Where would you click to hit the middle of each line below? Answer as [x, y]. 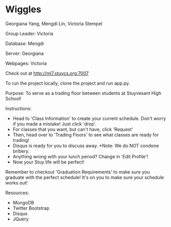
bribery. [21, 151]
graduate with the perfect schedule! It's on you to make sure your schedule [85, 177]
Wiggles [23, 9]
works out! [17, 182]
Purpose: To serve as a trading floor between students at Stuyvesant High [83, 93]
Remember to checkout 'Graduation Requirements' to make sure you [78, 172]
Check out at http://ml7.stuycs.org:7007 [47, 73]
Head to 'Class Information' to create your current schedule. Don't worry [89, 118]
